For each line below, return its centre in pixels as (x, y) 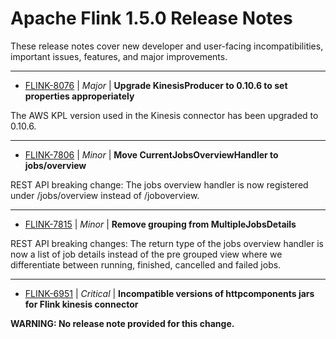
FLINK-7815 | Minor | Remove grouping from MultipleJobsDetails (160, 224)
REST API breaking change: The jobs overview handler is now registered (159, 184)
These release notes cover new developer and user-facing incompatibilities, (167, 46)
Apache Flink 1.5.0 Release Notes (151, 18)
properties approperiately (79, 96)
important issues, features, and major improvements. (119, 56)
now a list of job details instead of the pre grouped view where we (146, 254)
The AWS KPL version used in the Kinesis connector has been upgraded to (164, 115)
